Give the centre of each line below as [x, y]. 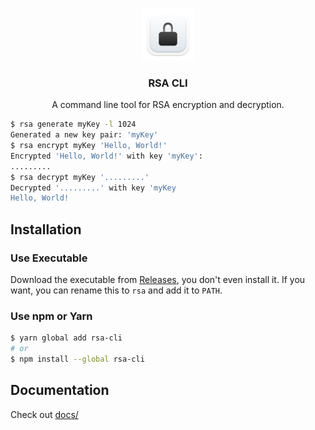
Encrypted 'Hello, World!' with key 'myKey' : [106, 156]
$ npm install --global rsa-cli [77, 359]
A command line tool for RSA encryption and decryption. [168, 105]
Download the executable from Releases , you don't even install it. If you [158, 279]
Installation [46, 229]
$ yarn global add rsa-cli [66, 338]
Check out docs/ [44, 414]
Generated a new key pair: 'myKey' [84, 135]
